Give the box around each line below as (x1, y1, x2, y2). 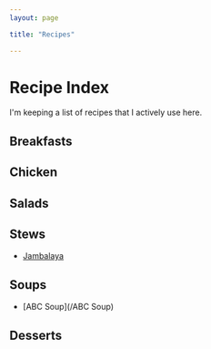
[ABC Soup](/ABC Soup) (22, 302, 115, 313)
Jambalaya (22, 251, 65, 262)
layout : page (9, 13, 59, 23)
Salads (9, 195, 49, 210)
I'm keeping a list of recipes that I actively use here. (9, 107, 203, 118)
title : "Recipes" (9, 29, 75, 39)
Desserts (9, 327, 62, 343)
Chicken (9, 165, 57, 180)
